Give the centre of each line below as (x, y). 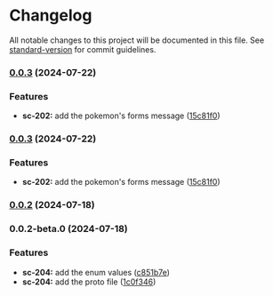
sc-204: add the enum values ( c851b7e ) (96, 272)
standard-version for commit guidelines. (83, 49)
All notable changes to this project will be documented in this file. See (137, 40)
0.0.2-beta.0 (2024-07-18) (69, 229)
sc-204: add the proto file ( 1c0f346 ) (89, 282)
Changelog (51, 16)
